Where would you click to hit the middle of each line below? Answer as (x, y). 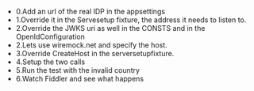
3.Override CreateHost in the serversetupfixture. (95, 53)
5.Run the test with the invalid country (78, 70)
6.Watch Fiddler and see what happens (80, 79)
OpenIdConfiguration (50, 36)
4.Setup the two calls (50, 62)
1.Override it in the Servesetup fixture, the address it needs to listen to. (131, 20)
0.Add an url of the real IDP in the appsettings (90, 11)
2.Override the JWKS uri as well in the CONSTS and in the (110, 28)
